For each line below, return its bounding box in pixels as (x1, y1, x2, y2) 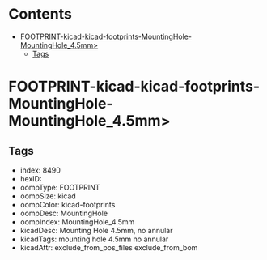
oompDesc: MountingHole (19, 208, 108, 218)
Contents (8, 5, 73, 23)
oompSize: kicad (19, 191, 77, 201)
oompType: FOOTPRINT (19, 182, 100, 192)
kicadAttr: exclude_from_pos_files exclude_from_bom (19, 242, 198, 252)
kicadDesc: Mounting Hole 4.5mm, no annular (19, 225, 173, 235)
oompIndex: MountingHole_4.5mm (19, 216, 135, 227)
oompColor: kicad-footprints (19, 199, 116, 209)
